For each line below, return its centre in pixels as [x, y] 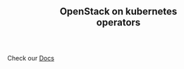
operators [118, 23]
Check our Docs [31, 58]
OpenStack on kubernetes [118, 12]
